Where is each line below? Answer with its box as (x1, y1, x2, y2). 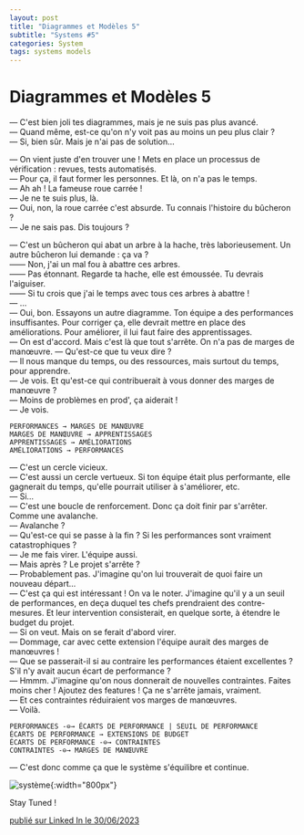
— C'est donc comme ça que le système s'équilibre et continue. (9, 762, 249, 773)
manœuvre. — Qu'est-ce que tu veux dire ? (9, 346, 172, 357)
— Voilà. (9, 705, 41, 715)
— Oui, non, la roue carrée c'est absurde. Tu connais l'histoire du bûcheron (9, 203, 291, 214)
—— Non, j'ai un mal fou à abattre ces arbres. (9, 259, 180, 270)
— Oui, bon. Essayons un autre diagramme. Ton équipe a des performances (9, 308, 294, 318)
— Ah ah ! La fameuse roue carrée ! (9, 183, 143, 194)
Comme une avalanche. (9, 510, 98, 521)
